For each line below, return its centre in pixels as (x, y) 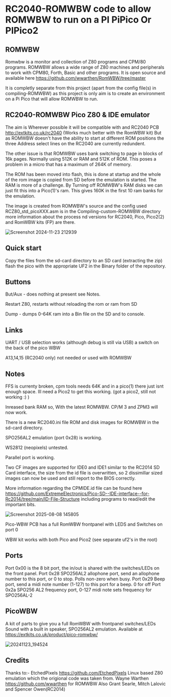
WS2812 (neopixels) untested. (37, 447)
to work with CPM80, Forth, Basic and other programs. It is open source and (86, 73)
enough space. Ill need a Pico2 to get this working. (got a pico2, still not (81, 392)
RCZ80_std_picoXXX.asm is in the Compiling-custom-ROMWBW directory (83, 211)
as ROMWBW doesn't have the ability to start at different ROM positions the (85, 138)
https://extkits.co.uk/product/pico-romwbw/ (52, 634)
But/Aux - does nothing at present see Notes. (53, 294)
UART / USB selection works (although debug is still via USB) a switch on (82, 343)
